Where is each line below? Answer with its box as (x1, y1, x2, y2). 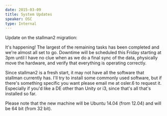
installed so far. (5, 91, 36, 97)
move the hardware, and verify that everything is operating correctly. (5, 60, 147, 66)
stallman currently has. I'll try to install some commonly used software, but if (5, 75, 162, 81)
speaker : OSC (5, 16, 32, 21)
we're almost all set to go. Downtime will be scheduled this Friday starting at (5, 50, 162, 56)
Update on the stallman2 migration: (5, 35, 78, 41)
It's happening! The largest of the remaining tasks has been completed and (5, 44, 160, 50)
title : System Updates (5, 12, 52, 17)
